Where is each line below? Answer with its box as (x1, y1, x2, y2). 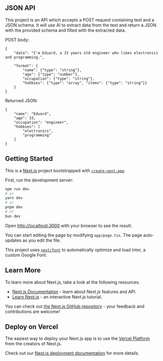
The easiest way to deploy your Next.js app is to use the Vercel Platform (5, 336, 150, 341)
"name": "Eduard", (14, 111, 51, 116)
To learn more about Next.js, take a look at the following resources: (5, 279, 140, 285)
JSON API (5, 4, 36, 12)
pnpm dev (5, 205, 23, 210)
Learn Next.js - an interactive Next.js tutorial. (12, 293, 102, 300)
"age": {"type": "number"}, (22, 72, 80, 77)
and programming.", (5, 55, 45, 60)
